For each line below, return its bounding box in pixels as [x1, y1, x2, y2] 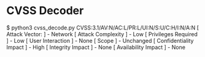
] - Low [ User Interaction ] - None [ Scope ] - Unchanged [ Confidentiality [6, 37, 194, 44]
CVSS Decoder [6, 4, 84, 18]
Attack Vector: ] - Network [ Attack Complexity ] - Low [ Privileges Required [6, 30, 198, 37]
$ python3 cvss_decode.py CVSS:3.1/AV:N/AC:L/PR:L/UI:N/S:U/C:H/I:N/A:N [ [6, 24, 199, 31]
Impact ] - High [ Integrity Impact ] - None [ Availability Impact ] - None [6, 44, 186, 51]
